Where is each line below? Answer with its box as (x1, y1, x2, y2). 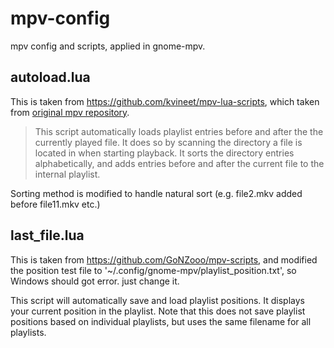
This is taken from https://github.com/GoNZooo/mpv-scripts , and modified (10, 253, 318, 266)
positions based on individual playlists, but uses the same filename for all (10, 315, 312, 327)
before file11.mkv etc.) (10, 198, 101, 210)
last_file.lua (10, 227, 85, 244)
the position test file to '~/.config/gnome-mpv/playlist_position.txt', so (10, 264, 297, 276)
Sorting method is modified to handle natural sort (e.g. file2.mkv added (10, 187, 303, 199)
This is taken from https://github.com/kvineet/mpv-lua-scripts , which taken (10, 95, 320, 107)
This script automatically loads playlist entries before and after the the (34, 125, 324, 137)
